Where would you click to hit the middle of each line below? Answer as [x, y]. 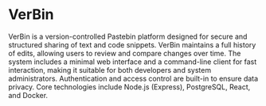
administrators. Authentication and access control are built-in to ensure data [133, 78]
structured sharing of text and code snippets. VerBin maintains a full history [132, 44]
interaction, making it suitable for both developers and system [110, 70]
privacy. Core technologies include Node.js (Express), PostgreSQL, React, [129, 87]
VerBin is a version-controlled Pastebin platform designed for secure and [128, 36]
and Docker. [28, 95]
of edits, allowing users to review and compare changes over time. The [125, 53]
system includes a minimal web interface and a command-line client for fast [133, 62]
